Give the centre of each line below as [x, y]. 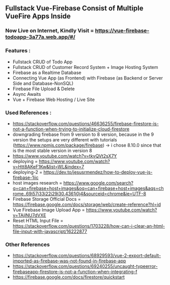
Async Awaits [27, 94]
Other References [28, 244]
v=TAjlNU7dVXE [29, 215]
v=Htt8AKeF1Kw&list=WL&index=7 [48, 166]
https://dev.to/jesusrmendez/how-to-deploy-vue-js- [98, 172]
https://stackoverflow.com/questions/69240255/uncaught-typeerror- [85, 266]
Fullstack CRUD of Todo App [42, 62]
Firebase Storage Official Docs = [47, 199]
